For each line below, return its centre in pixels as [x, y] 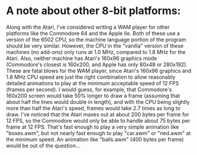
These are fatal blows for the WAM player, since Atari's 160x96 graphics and [99, 70]
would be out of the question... [43, 146]
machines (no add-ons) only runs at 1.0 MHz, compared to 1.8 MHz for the [96, 52]
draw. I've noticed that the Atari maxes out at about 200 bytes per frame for [98, 114]
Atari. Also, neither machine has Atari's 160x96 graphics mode [82, 58]
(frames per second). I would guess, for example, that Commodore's [89, 89]
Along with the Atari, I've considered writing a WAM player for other [88, 27]
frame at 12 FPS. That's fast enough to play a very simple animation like [93, 127]
